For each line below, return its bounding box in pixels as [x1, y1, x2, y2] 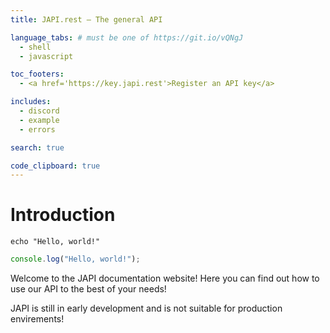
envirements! [10, 313, 65, 325]
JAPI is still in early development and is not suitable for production [10, 302, 283, 315]
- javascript [19, 51, 74, 61]
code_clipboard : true [10, 161, 101, 171]
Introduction [10, 204, 116, 226]
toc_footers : [10, 69, 65, 80]
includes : [10, 97, 52, 107]
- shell [19, 42, 52, 52]
